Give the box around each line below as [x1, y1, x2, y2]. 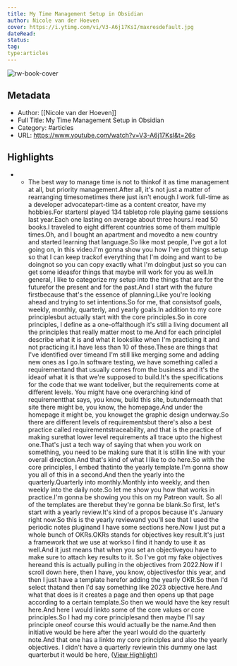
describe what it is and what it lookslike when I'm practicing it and [28, 335, 220, 343]
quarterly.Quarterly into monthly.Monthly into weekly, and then [28, 477, 210, 486]
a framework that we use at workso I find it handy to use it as [28, 537, 206, 546]
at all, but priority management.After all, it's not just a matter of [28, 185, 211, 194]
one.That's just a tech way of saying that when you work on [28, 440, 202, 448]
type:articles [7, 50, 49, 57]
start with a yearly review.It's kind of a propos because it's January [28, 508, 224, 516]
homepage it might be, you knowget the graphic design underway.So [28, 410, 229, 419]
